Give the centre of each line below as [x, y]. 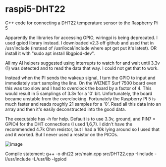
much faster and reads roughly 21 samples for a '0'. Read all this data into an [83, 104]
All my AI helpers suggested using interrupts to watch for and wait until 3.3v [83, 63]
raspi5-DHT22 [35, 9]
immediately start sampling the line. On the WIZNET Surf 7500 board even [81, 83]
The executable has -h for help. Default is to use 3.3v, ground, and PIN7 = [81, 119]
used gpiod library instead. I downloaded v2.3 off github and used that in [80, 42]
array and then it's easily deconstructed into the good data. [66, 109]
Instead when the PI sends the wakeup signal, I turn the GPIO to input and [80, 78]
